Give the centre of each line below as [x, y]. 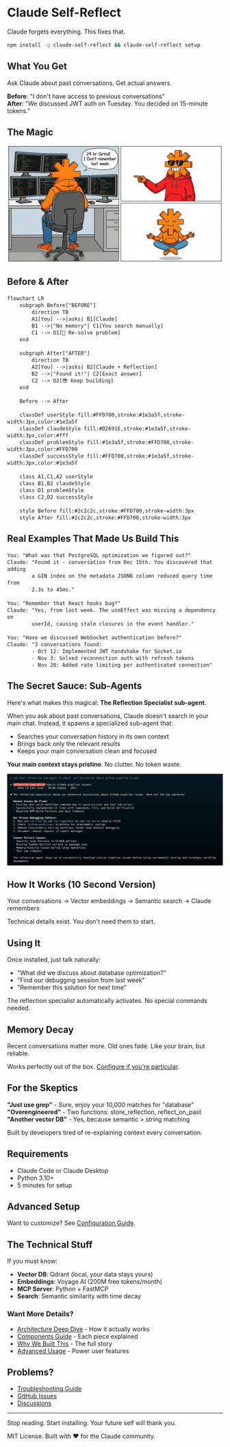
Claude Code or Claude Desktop [63, 1170]
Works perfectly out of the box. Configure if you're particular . [93, 1067]
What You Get [37, 66]
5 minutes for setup [44, 1185]
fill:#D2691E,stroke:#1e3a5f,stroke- [137, 429]
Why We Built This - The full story [65, 1344]
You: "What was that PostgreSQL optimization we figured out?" [99, 555]
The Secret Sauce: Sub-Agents [75, 686]
